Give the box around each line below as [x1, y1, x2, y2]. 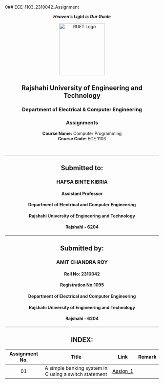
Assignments [65, 119, 99, 126]
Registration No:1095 [60, 282, 104, 288]
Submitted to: [61, 164, 103, 172]
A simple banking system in [44, 364, 108, 371]
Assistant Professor [61, 191, 103, 196]
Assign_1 [112, 367, 134, 374]
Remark [138, 353, 157, 360]
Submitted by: [60, 244, 104, 253]
